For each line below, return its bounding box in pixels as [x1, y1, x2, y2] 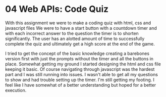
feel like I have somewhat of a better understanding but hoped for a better [5, 82, 156, 88]
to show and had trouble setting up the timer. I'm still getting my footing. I [5, 77, 155, 83]
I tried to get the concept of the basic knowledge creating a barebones [5, 50, 150, 56]
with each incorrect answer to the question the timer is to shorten [5, 30, 139, 36]
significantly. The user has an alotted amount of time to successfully [5, 36, 145, 42]
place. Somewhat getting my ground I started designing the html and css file [5, 61, 161, 67]
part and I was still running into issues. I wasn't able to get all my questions [5, 71, 158, 77]
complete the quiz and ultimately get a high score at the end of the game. [5, 41, 155, 47]
